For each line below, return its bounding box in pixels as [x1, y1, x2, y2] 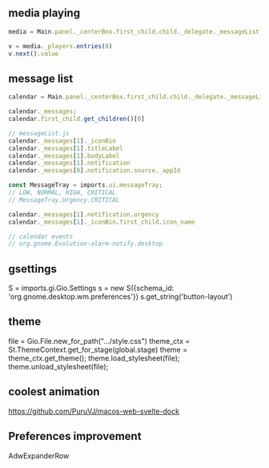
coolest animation [8, 385, 100, 399]
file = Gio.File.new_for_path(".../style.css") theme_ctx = [8, 336, 191, 345]
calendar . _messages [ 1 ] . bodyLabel [8, 151, 120, 159]
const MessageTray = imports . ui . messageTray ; [8, 181, 163, 189]
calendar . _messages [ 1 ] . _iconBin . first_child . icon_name [8, 218, 195, 226]
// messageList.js [8, 129, 70, 137]
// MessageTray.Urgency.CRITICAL [8, 196, 120, 204]
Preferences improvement [8, 430, 142, 443]
